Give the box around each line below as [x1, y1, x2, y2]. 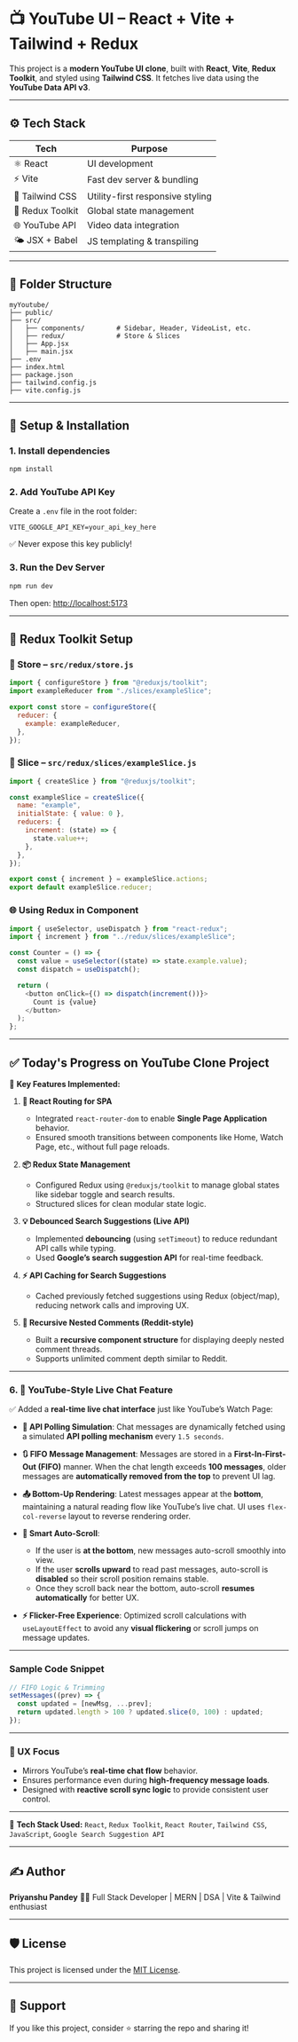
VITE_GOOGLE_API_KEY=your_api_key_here [9, 523, 157, 532]
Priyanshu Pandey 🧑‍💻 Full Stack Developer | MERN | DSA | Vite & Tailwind [9, 1892, 281, 1903]
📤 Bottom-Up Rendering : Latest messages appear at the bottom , [21, 1489, 263, 1500]
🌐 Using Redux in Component [9, 904, 139, 917]
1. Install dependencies [9, 445, 111, 457]
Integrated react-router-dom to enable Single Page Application [35, 1113, 268, 1123]
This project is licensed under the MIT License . [9, 1964, 181, 1975]
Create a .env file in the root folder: [9, 506, 137, 516]
